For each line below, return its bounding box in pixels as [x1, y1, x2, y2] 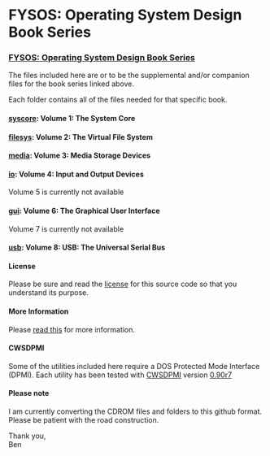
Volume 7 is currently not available [8, 224, 124, 233]
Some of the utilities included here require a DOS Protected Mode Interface [8, 361, 260, 371]
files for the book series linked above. [8, 79, 135, 89]
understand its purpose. [8, 288, 89, 297]
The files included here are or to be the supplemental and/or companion [8, 71, 250, 80]
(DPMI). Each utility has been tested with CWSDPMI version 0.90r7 [8, 370, 233, 380]
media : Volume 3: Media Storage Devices [8, 150, 151, 160]
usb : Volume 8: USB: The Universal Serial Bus [8, 242, 166, 253]
